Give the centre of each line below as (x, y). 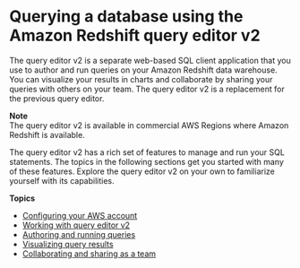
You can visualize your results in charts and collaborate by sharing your (141, 79)
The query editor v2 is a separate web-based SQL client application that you (150, 60)
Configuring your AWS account (80, 215)
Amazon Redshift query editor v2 (135, 35)
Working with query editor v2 (76, 225)
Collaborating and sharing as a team (89, 254)
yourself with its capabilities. (62, 180)
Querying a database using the (126, 17)
